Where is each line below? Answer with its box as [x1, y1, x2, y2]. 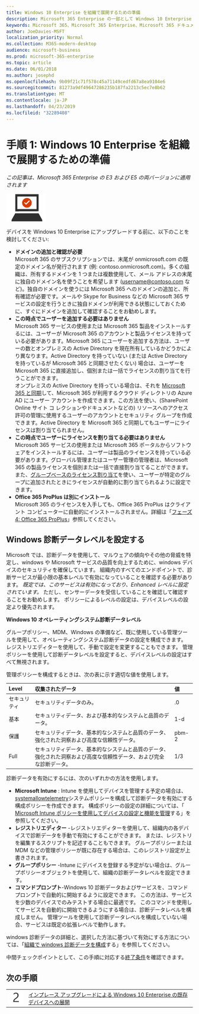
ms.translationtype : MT [6, 91, 65, 97]
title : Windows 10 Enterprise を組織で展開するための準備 [6, 10, 141, 15]
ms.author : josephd [6, 72, 54, 78]
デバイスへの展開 [28, 999, 70, 1006]
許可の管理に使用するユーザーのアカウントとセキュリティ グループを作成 [14, 411, 192, 418]
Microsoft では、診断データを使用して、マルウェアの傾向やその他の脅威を [6, 552, 187, 559]
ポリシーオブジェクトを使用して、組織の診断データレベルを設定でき [20, 869, 186, 876]
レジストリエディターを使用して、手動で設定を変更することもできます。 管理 [6, 644, 193, 651]
